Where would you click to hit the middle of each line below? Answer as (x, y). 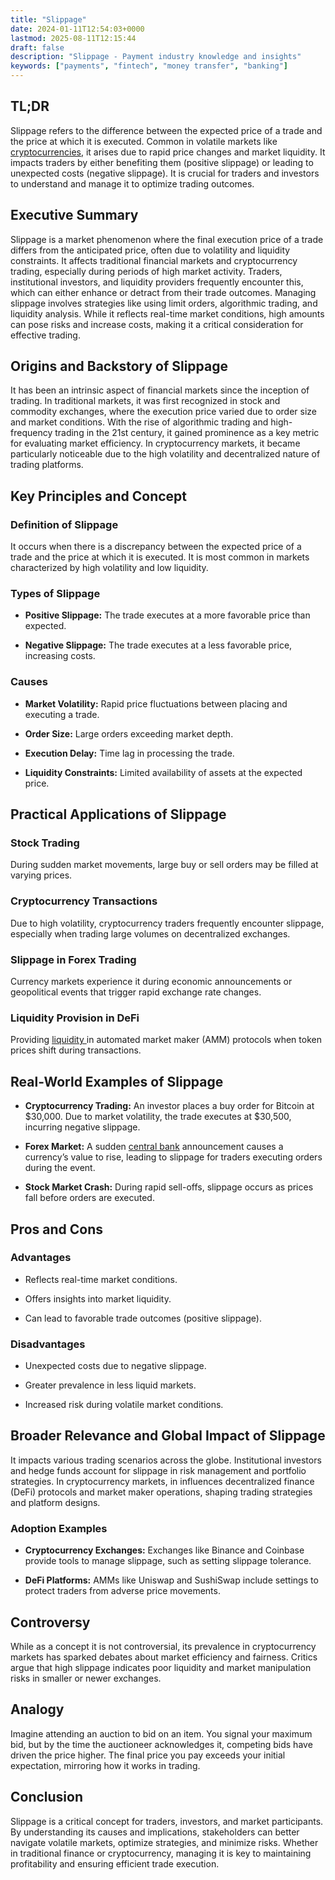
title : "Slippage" (48, 19)
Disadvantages (48, 1344)
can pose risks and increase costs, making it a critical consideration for (157, 324)
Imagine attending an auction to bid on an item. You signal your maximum (161, 1733)
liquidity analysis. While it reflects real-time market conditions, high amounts (167, 313)
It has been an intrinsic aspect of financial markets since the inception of (160, 390)
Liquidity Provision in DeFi (75, 1018)
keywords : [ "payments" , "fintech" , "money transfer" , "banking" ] (149, 66)
